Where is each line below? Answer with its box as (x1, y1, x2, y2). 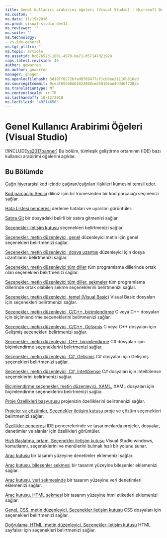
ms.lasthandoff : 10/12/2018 (5, 95, 64, 100)
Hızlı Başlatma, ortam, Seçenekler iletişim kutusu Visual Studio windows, (5, 438, 154, 444)
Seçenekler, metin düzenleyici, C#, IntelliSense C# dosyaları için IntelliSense (5, 368, 162, 374)
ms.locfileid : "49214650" (5, 100, 59, 105)
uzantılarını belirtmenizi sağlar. (5, 254, 68, 260)
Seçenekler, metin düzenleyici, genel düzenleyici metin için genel (5, 234, 139, 240)
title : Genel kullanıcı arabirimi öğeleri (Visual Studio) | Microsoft (5, 7, 157, 12)
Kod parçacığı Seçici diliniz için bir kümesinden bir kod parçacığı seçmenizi (5, 190, 159, 196)
